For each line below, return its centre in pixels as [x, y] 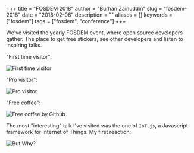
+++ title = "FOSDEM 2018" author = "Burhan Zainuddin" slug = [84, 9]
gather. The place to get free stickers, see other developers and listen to [95, 39]
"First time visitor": [29, 57]
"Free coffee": [24, 103]
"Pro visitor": [22, 80]
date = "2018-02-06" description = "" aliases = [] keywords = [97, 15]
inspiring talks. [24, 45]
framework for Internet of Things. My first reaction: [69, 132]
